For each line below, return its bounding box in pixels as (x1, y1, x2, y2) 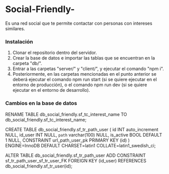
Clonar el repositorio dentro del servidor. (12, 49, 97, 56)
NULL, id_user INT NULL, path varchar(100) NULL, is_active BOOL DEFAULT (5, 132, 162, 138)
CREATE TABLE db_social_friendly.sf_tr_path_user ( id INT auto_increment (5, 126, 159, 132)
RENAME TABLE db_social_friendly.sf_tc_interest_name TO (5, 111, 127, 117)
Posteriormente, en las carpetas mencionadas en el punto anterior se (12, 71, 156, 77)
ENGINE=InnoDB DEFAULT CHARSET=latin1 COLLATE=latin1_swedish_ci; (5, 142, 156, 148)
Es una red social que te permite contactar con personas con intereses (5, 20, 152, 26)
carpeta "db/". (12, 61, 42, 67)
